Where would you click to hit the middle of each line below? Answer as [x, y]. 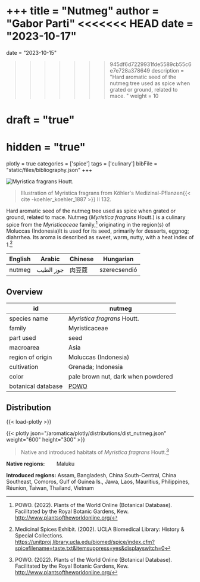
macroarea [24, 348]
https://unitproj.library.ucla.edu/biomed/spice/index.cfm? [85, 542]
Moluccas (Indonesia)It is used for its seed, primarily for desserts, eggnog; [98, 231]
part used [23, 338]
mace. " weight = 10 [134, 96]
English [20, 259]
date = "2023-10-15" [32, 52]
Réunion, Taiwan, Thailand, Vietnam [50, 488]
